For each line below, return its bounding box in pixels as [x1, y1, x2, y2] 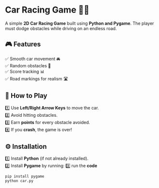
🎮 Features [5, 40, 41, 48]
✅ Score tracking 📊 [5, 68, 45, 74]
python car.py [5, 179, 34, 184]
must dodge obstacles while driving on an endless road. [5, 25, 117, 31]
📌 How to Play [5, 92, 48, 100]
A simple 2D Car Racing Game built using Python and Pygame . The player [5, 20, 154, 26]
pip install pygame [5, 174, 45, 179]
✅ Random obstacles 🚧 [5, 63, 51, 68]
